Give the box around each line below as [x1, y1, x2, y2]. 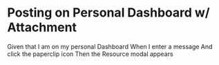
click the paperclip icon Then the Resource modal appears [7, 50, 174, 58]
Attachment [7, 19, 77, 35]
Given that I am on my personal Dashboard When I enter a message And [7, 42, 213, 50]
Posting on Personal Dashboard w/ [7, 5, 210, 21]
